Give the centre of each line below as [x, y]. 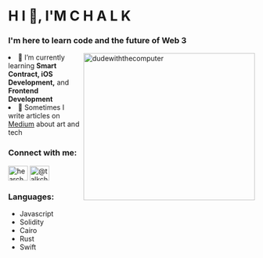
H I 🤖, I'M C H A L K [70, 16]
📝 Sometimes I [41, 107]
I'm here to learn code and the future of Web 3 [97, 41]
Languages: [31, 197]
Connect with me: [43, 153]
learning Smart [32, 66]
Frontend [23, 91]
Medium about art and [44, 124]
